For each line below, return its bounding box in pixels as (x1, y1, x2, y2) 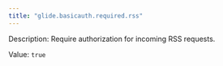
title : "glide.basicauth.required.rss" (8, 11, 144, 20)
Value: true (8, 49, 46, 59)
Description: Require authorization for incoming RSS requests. (8, 34, 216, 43)
